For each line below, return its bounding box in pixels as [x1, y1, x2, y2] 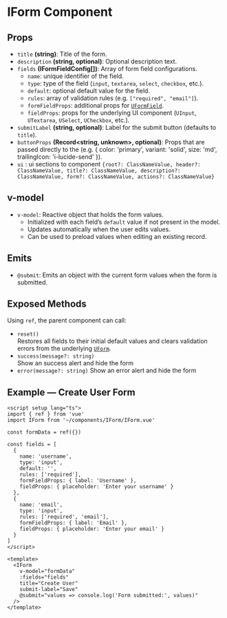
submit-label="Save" [19, 586, 78, 593]
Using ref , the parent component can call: [7, 316, 127, 325]
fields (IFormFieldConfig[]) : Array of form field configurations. [17, 65, 197, 73]
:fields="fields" [19, 574, 69, 581]
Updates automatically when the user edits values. [27, 225, 171, 233]
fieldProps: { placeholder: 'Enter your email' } [19, 525, 165, 532]
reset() [17, 331, 39, 338]
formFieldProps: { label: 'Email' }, [19, 519, 128, 527]
